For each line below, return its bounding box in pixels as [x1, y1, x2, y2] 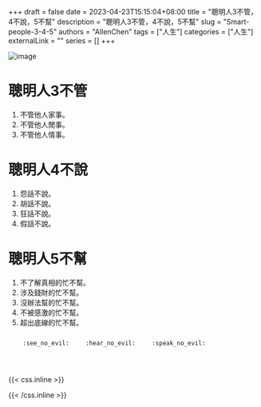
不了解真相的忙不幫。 [19, 277, 90, 287]
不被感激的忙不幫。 [19, 307, 84, 317]
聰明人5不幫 [8, 250, 88, 268]
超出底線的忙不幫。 [19, 317, 84, 327]
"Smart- [223, 17, 250, 26]
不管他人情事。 [19, 130, 69, 139]
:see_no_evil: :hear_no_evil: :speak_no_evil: [22, 339, 206, 348]
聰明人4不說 [8, 161, 88, 179]
